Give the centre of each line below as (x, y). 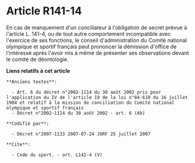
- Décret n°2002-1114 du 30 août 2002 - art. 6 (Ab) (78, 113)
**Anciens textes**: (32, 82)
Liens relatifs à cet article (38, 70)
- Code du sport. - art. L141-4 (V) (57, 155)
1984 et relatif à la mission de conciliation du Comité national (90, 103)
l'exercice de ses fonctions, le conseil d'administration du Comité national (97, 40)
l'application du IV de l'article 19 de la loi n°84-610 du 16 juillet (97, 97)
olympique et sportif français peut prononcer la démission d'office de (92, 47)
